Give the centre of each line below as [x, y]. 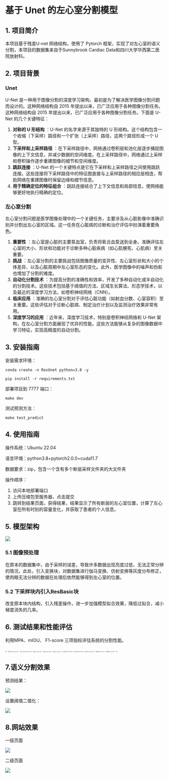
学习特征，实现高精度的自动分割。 [48, 330]
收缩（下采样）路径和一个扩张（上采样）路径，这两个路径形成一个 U [88, 135]
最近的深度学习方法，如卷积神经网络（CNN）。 [65, 292]
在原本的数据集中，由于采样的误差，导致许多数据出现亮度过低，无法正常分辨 [84, 564]
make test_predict [24, 418]
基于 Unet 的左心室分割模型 [62, 10]
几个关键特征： [34, 118]
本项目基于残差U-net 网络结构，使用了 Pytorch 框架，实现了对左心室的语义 [83, 44]
